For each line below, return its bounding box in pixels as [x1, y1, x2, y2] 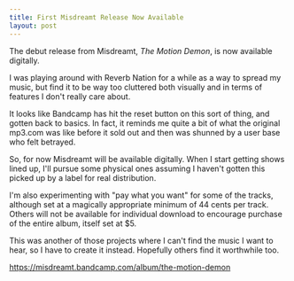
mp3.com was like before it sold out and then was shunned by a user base [9, 127, 281, 137]
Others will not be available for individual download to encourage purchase [9, 208, 283, 219]
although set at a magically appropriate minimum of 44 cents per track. [9, 199, 269, 209]
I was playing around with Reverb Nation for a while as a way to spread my [9, 72, 282, 82]
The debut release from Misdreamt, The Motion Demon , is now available [9, 45, 273, 56]
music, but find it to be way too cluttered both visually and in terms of [9, 82, 263, 92]
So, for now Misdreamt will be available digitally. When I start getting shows [9, 153, 285, 164]
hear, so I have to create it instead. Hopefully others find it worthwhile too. [9, 245, 280, 255]
